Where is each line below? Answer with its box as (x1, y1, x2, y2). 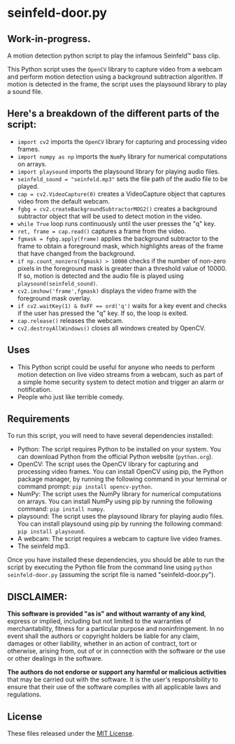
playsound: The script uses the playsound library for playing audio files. (17, 512, 225, 521)
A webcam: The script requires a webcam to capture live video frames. (17, 535, 222, 543)
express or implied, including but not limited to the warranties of (7, 617, 192, 625)
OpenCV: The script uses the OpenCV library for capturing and (17, 460, 199, 468)
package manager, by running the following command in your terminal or (17, 475, 227, 484)
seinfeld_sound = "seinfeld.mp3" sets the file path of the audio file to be (17, 174, 228, 183)
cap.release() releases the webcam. (17, 316, 124, 324)
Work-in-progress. (7, 33, 91, 45)
